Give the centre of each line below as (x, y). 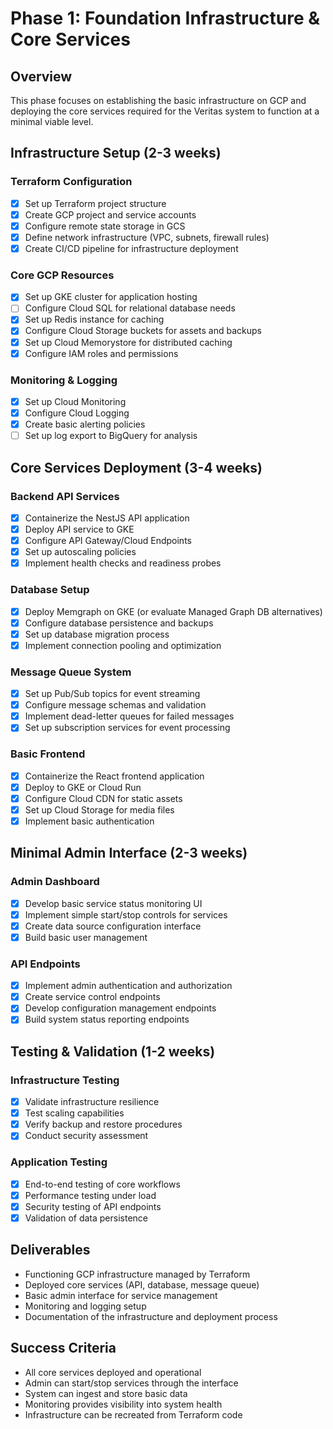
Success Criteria (63, 1348)
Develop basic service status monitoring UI (113, 903)
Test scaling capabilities (74, 1113)
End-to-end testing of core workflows (102, 1184)
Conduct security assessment (86, 1136)
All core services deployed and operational (113, 1372)
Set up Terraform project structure (95, 203)
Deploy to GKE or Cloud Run (83, 787)
